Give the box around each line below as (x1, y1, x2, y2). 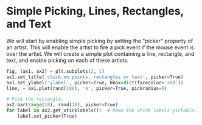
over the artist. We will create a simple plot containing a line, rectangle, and (6, 50, 195, 57)
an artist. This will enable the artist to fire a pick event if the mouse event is (6, 44, 194, 51)
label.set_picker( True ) (17, 113, 78, 120)
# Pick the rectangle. (6, 96, 64, 103)
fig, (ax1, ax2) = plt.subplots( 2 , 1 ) (6, 68, 105, 74)
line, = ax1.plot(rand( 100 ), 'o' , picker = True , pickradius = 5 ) (6, 85, 167, 92)
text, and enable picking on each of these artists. (6, 56, 129, 64)
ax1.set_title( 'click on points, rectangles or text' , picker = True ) (6, 74, 184, 80)
